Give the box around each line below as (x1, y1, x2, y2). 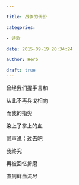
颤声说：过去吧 (6, 135, 43, 142)
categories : (6, 24, 36, 30)
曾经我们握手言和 (6, 84, 48, 91)
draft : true (6, 68, 36, 74)
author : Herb (6, 57, 39, 63)
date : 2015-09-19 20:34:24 (6, 46, 73, 52)
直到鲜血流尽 (6, 173, 37, 180)
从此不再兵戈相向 (6, 97, 48, 104)
